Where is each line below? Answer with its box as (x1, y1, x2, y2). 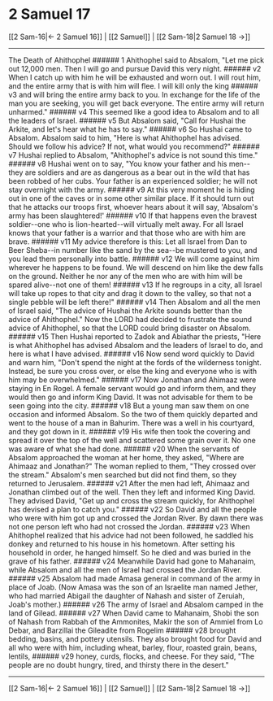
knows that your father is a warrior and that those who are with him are (8, 228, 246, 237)
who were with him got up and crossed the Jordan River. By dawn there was (8, 513, 264, 523)
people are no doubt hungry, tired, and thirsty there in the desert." (8, 660, 229, 669)
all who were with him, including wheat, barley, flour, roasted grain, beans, (8, 642, 258, 652)
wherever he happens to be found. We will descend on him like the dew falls (8, 262, 264, 272)
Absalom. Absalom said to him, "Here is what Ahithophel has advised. (8, 133, 242, 142)
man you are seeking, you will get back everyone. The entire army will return (8, 98, 265, 108)
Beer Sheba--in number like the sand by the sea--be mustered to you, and (8, 245, 258, 255)
